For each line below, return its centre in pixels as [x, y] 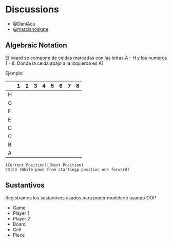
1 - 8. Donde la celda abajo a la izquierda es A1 [54, 63]
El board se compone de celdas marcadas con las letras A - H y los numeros [86, 58]
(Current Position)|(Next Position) [44, 165]
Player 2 [22, 218]
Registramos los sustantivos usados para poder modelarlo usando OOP [81, 198]
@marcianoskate [31, 29]
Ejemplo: [15, 73]
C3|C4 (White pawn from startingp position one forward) [68, 170]
